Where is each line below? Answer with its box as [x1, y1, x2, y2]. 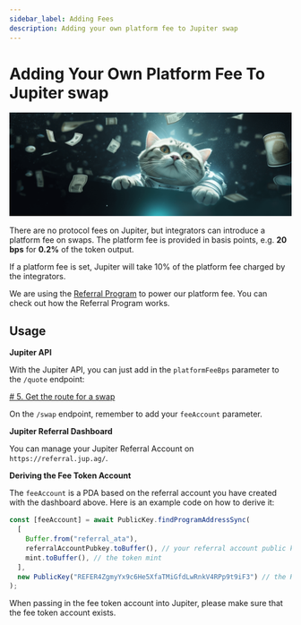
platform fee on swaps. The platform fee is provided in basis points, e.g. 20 [9, 234, 288, 245]
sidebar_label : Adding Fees [9, 14, 115, 23]
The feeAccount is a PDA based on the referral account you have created [9, 488, 278, 499]
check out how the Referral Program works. [9, 297, 170, 308]
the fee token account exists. [9, 607, 116, 618]
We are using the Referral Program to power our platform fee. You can [9, 287, 268, 299]
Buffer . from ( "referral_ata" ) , [25, 535, 139, 544]
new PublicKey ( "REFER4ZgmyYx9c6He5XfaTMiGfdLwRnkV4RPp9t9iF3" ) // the [17, 572, 287, 581]
